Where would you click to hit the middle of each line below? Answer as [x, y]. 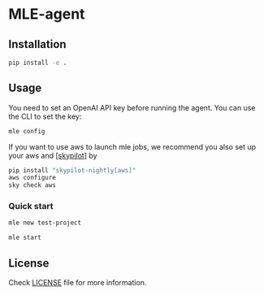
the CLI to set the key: [45, 116]
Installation [37, 44]
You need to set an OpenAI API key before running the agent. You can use [132, 107]
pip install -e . [38, 63]
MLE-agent [47, 14]
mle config [27, 131]
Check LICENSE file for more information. [78, 283]
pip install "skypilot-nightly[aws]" [72, 170]
